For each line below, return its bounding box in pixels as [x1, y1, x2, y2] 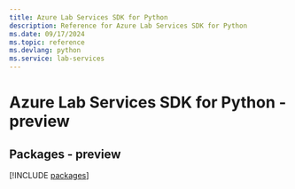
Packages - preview [9, 146, 121, 161]
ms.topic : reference [9, 37, 86, 47]
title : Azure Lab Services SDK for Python [9, 12, 168, 22]
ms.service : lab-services [9, 54, 105, 63]
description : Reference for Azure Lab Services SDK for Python [9, 21, 248, 30]
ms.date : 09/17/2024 [9, 29, 86, 38]
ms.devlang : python [9, 46, 82, 55]
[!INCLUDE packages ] [9, 170, 89, 180]
